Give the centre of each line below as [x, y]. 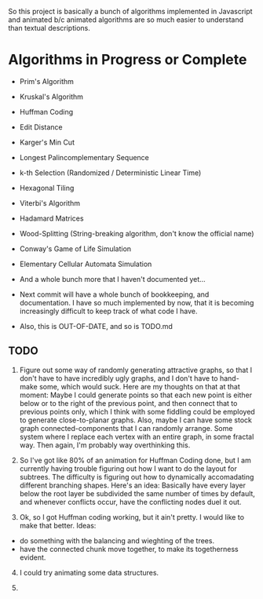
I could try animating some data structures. [89, 572]
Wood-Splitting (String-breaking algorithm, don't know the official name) [137, 233]
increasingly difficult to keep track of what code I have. [108, 311]
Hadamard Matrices [51, 218]
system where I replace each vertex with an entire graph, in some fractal [137, 436]
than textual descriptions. [49, 28]
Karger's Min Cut [47, 142]
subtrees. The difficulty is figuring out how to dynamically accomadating [137, 477]
